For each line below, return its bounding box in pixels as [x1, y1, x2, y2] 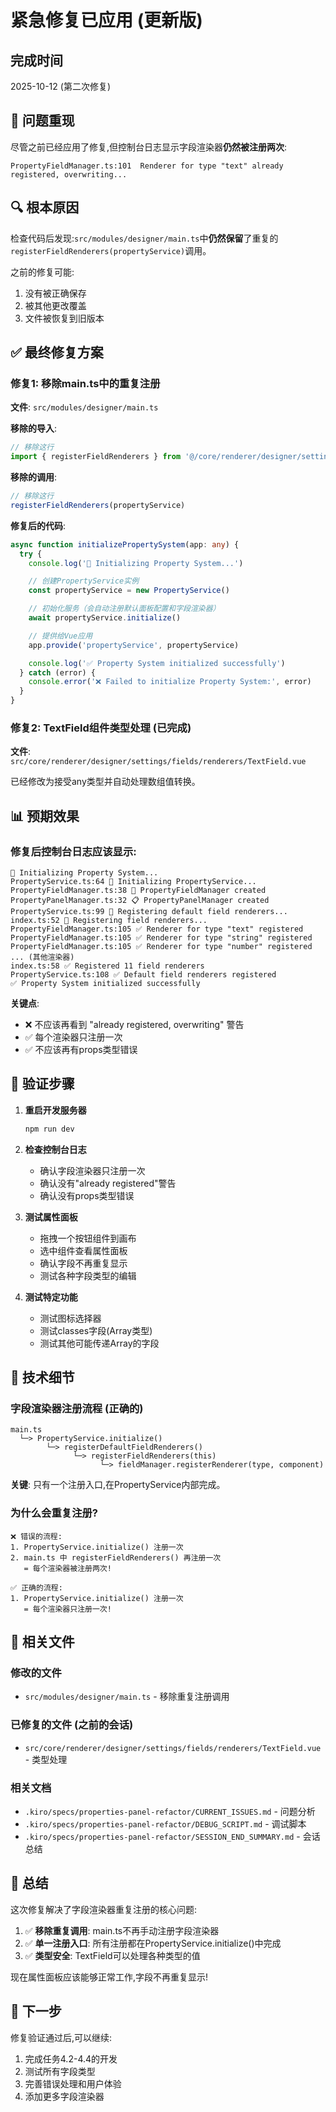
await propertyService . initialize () [28, 613, 182, 623]
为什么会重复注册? [10, 1506, 99, 1520]
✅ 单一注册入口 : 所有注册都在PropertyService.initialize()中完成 [24, 1937, 282, 1949]
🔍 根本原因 [10, 199, 80, 216]
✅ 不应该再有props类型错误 [24, 1044, 138, 1056]
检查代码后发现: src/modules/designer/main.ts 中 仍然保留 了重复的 [10, 232, 279, 244]
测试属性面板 [24, 1211, 78, 1223]
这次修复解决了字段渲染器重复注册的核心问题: [10, 1903, 198, 1915]
